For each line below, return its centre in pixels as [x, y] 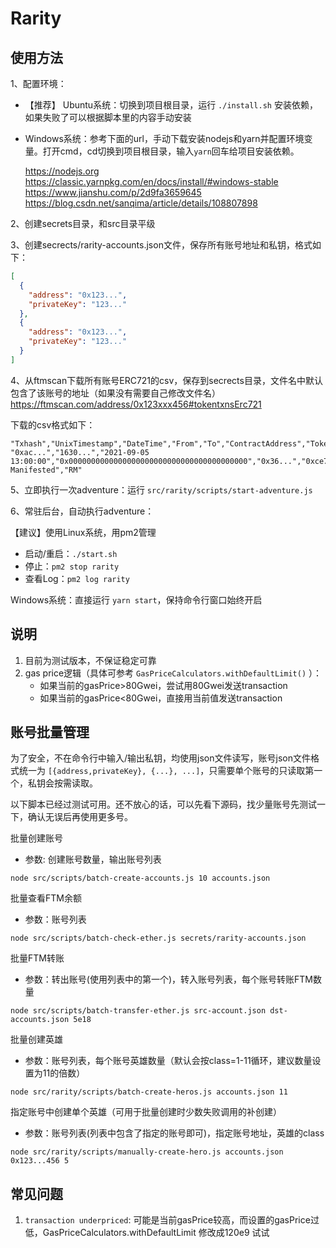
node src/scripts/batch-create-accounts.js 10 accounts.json [140, 878]
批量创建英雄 [36, 1039]
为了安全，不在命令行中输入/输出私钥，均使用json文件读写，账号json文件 [160, 758]
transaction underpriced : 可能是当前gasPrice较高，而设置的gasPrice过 [172, 1220]
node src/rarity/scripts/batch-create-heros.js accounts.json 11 [149, 1092]
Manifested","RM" [46, 470]
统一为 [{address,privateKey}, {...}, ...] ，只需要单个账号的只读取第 [166, 771]
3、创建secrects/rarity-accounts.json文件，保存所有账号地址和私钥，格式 [161, 245]
